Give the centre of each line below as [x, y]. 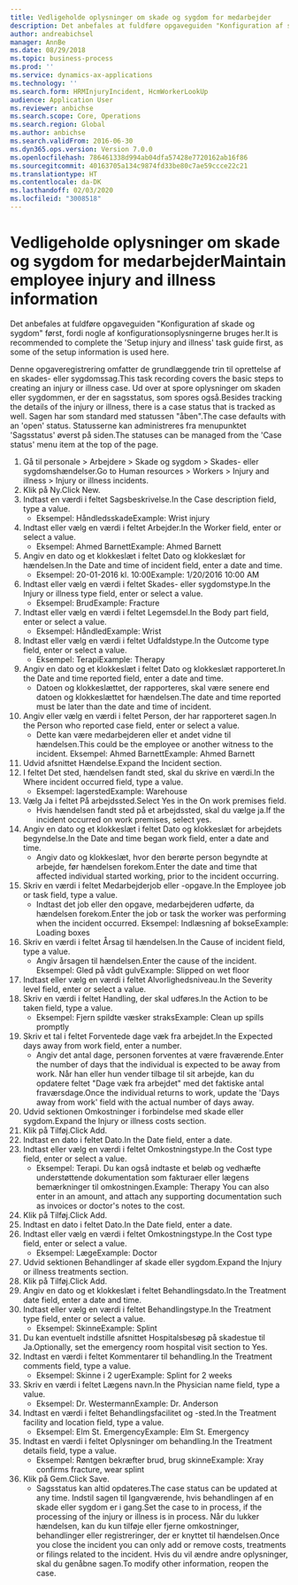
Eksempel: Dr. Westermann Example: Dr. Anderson [127, 1403]
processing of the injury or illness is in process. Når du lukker [148, 1516]
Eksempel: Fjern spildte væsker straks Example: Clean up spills [150, 1017]
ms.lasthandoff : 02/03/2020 [62, 191]
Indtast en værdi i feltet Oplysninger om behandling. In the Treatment [148, 1441]
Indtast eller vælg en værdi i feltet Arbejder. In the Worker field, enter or [152, 527]
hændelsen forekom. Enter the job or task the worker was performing [161, 913]
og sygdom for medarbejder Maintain [148, 262]
